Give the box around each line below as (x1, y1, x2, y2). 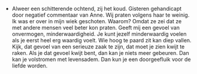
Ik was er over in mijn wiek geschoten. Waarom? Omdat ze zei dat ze (11, 18, 182, 24)
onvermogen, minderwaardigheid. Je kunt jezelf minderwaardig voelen (11, 30, 187, 38)
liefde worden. (11, 62, 48, 69)
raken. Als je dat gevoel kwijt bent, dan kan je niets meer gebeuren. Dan (11, 50, 190, 56)
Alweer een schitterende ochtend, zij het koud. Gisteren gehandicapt (11, 5, 182, 12)
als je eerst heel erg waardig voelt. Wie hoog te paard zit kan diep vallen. (11, 37, 192, 44)
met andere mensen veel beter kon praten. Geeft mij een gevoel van (11, 24, 180, 31)
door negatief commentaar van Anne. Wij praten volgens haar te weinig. (11, 11, 190, 18)
